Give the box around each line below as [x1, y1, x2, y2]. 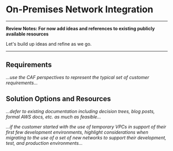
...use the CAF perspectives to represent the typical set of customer [6, 74, 149, 80]
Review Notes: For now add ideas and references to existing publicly [6, 25, 155, 31]
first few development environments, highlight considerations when [6, 129, 148, 135]
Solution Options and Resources [6, 95, 111, 103]
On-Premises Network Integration [6, 4, 153, 15]
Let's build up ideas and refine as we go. [6, 41, 92, 47]
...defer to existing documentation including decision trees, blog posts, [6, 108, 155, 114]
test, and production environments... [6, 140, 83, 146]
